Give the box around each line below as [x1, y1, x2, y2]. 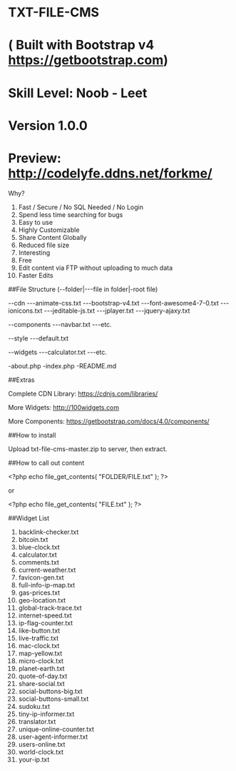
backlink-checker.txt [18, 528, 79, 536]
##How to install [8, 430, 56, 439]
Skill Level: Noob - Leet [8, 85, 148, 101]
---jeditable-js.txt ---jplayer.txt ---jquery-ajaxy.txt [43, 306, 190, 315]
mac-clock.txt [18, 641, 60, 650]
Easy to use [18, 218, 53, 226]
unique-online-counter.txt [18, 725, 95, 733]
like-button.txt [18, 626, 61, 635]
